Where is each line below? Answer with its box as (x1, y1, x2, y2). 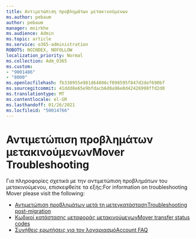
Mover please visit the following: (6, 190, 85, 197)
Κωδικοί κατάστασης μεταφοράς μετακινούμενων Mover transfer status (14, 214, 190, 221)
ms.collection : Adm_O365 (6, 58, 67, 64)
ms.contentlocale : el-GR (6, 96, 67, 102)
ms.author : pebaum (6, 14, 51, 20)
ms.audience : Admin (6, 31, 54, 37)
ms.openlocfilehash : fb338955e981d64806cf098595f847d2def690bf (6, 80, 165, 86)
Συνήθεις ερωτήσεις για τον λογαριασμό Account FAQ (14, 227, 148, 234)
